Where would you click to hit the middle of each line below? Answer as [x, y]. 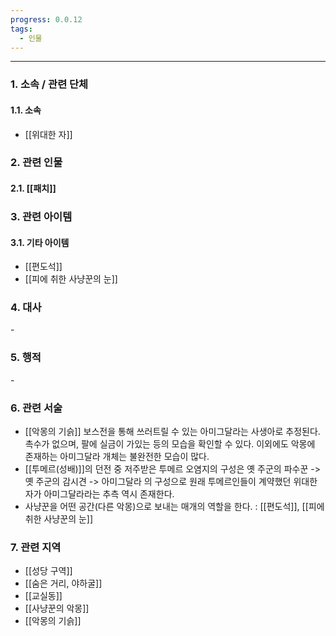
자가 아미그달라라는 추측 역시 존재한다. [99, 494]
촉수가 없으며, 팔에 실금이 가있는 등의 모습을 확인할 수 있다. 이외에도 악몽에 [170, 444]
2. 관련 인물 [36, 163]
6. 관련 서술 [36, 408]
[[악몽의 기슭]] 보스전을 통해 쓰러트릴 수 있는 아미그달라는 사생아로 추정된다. [172, 432]
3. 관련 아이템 [41, 216]
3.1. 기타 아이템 [40, 242]
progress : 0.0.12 [46, 19]
